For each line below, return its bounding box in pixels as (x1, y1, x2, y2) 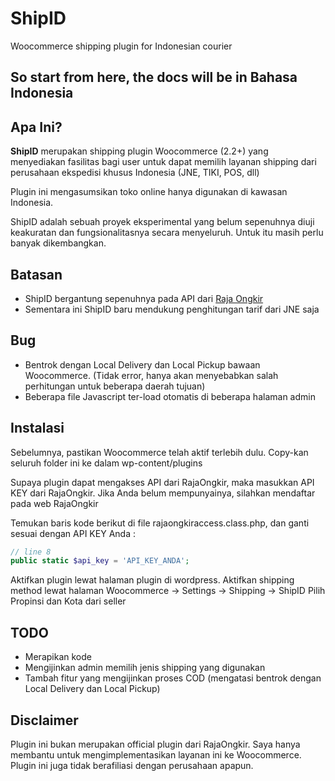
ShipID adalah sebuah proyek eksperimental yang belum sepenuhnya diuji (10, 216, 315, 228)
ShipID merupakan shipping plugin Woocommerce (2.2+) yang (10, 145, 269, 157)
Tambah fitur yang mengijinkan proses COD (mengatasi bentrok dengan (24, 672, 322, 684)
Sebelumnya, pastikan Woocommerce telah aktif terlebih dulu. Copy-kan (10, 446, 309, 458)
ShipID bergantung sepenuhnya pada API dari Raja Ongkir (24, 292, 264, 304)
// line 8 (10, 547, 52, 557)
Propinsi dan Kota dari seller (10, 595, 127, 607)
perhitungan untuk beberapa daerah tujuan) (24, 380, 206, 392)
